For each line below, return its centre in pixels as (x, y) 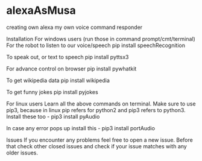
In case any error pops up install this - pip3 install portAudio (81, 128)
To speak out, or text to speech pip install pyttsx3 (68, 57)
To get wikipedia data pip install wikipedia (58, 80)
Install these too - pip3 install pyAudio (53, 116)
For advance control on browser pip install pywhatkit (71, 68)
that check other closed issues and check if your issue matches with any (96, 146)
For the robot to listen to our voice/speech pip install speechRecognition (96, 45)
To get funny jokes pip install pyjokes (52, 92)
